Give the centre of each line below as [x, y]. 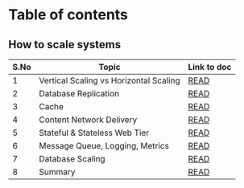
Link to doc [210, 67]
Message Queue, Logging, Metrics [104, 146]
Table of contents [68, 15]
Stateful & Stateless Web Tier [94, 133]
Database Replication [79, 94]
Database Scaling [72, 159]
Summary [57, 172]
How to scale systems [65, 45]
